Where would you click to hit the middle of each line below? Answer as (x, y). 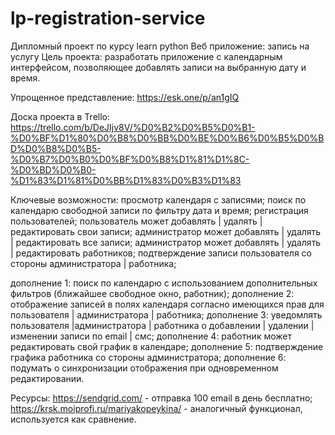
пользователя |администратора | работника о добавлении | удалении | (162, 325)
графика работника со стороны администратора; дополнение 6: (148, 357)
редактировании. (47, 378)
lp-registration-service (108, 18)
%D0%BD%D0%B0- (53, 169)
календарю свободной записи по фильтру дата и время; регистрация (159, 210)
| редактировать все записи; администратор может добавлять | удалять (166, 242)
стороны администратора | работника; (93, 263)
